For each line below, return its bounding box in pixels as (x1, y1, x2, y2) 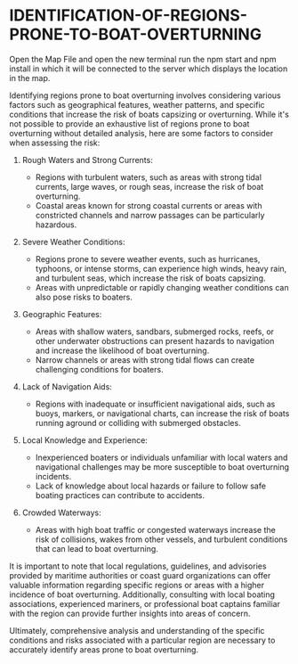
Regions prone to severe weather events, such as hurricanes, (35, 253, 261, 264)
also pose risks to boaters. (35, 291, 133, 302)
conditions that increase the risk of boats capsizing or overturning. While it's (9, 109, 289, 119)
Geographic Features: (21, 308, 102, 319)
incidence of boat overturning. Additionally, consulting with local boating (9, 589, 276, 600)
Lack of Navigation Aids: (21, 381, 113, 392)
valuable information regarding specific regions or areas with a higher (9, 579, 265, 590)
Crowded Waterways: (21, 507, 101, 518)
